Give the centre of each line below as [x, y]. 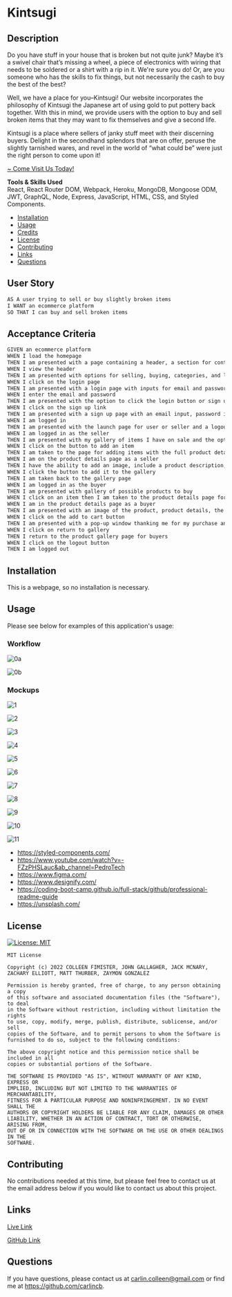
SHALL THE [21, 1107]
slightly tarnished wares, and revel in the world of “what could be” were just [115, 148]
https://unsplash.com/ [49, 904]
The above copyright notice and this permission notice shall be [103, 1052]
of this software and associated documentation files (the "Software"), [114, 998]
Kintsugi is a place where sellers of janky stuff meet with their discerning [110, 133]
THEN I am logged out [38, 549]
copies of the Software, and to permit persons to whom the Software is [114, 1034]
